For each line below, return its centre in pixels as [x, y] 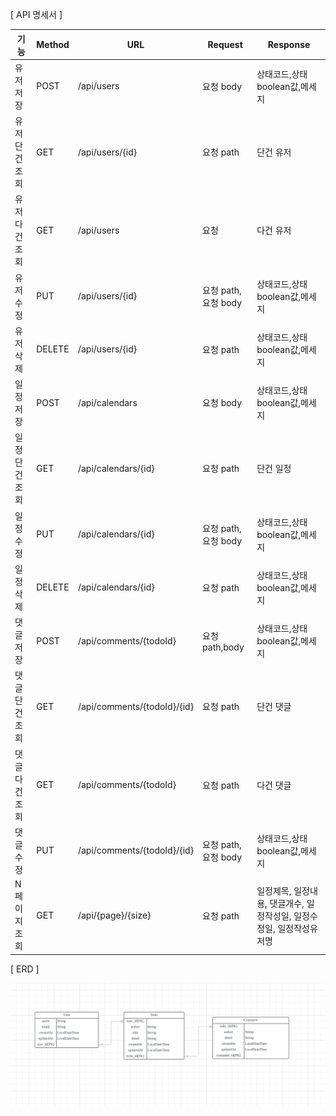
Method [53, 44]
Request [225, 44]
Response [289, 44]
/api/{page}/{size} [114, 915]
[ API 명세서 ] [36, 14]
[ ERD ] [25, 969]
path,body [223, 647]
